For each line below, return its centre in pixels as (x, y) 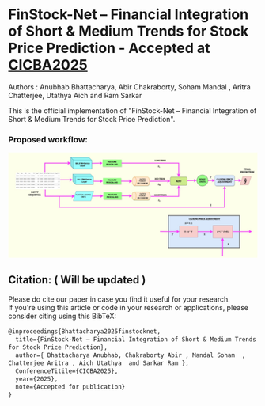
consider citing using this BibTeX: (62, 316)
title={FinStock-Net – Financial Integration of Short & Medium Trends (136, 339)
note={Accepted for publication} (70, 387)
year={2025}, (37, 379)
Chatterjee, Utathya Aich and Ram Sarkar (75, 95)
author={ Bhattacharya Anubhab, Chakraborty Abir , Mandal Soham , (131, 355)
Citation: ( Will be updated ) (77, 280)
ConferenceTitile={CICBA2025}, (67, 371)
